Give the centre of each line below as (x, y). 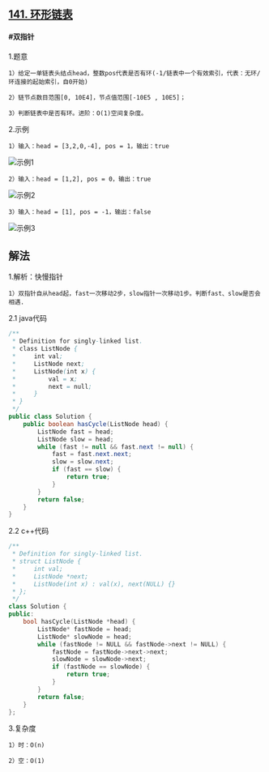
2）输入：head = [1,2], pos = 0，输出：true (80, 179)
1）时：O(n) (27, 745)
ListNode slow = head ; (76, 439)
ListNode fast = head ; (76, 432)
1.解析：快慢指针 (36, 277)
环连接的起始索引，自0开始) (49, 82)
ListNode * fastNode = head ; (85, 629)
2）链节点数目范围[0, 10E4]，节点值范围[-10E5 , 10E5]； (97, 97)
